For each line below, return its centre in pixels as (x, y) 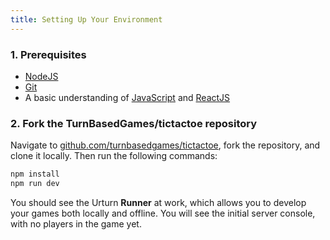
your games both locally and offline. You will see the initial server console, (163, 213)
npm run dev (35, 184)
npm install (35, 174)
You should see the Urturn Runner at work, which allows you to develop (158, 202)
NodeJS (41, 76)
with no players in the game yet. (76, 223)
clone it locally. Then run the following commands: (114, 156)
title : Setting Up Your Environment (86, 19)
